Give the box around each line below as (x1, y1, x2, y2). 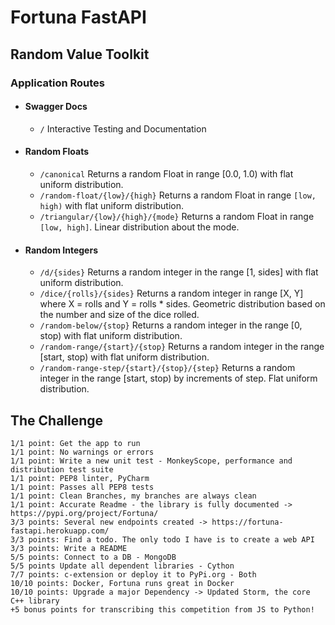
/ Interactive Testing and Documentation (39, 122, 207, 135)
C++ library (10, 596, 60, 606)
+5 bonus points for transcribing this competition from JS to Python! (10, 604, 315, 615)
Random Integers (24, 244, 98, 256)
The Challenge (10, 412, 104, 429)
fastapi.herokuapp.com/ (10, 526, 110, 536)
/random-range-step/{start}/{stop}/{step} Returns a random (39, 362, 296, 374)
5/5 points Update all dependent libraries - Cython (10, 561, 235, 571)
